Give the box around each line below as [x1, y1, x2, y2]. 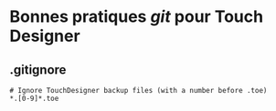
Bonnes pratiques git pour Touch [9, 6, 263, 27]
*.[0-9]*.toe [9, 94, 59, 103]
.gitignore [9, 62, 67, 77]
